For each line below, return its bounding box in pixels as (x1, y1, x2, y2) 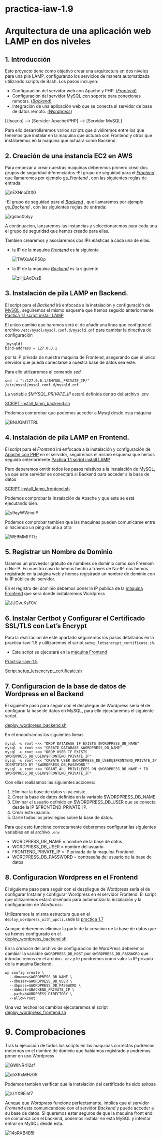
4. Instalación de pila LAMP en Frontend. (5, 433, 130, 442)
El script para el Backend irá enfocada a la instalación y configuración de (5, 302, 151, 308)
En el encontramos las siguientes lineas (5, 732, 84, 738)
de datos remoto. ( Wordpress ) (12, 108, 73, 115)
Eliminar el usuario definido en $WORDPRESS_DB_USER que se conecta (12, 799, 156, 805)
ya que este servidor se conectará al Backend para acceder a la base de (5, 471, 149, 477)
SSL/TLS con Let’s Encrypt (5, 622, 87, 630)
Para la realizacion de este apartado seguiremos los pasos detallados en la (5, 635, 154, 641)
